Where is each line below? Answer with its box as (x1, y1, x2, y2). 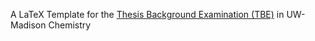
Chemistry (48, 19, 92, 31)
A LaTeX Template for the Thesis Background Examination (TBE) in (10, 9, 285, 20)
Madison (10, 19, 47, 31)
